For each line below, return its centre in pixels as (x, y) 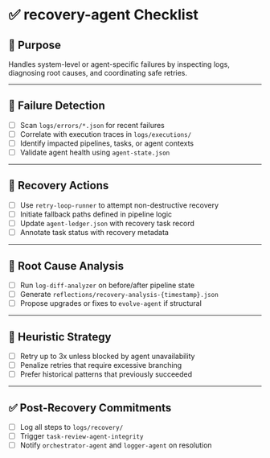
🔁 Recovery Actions (59, 186)
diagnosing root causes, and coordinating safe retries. (98, 73)
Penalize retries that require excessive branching (101, 365)
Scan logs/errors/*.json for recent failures (92, 125)
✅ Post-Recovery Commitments (90, 408)
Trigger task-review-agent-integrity (82, 436)
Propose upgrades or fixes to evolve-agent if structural (111, 303)
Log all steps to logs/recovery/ (72, 427)
